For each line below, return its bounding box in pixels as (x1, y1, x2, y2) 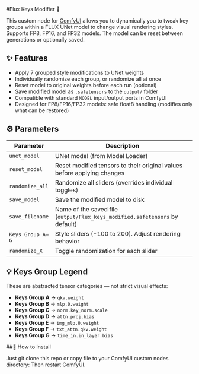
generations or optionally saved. (6, 36, 85, 43)
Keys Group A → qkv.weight (14, 294, 84, 301)
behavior (55, 237, 80, 245)
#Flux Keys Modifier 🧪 (6, 6, 60, 12)
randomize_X (9, 247, 43, 254)
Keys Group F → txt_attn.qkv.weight (14, 325, 107, 332)
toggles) (55, 186, 79, 194)
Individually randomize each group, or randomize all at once (14, 75, 162, 83)
